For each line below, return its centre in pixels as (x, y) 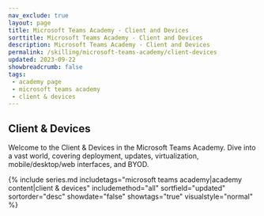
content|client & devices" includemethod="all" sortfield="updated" (117, 188)
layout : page (30, 23)
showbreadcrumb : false (45, 67)
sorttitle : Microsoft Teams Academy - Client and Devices (106, 38)
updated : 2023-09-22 (42, 60)
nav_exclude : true (38, 15)
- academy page (36, 81)
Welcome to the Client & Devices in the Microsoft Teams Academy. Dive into (132, 148)
